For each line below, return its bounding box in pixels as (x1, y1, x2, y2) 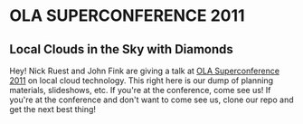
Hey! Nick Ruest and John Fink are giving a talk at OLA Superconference (9, 65, 280, 76)
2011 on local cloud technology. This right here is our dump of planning (9, 75, 274, 86)
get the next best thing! (9, 104, 97, 114)
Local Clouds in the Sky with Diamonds (9, 42, 233, 57)
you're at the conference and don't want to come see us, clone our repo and (9, 94, 294, 105)
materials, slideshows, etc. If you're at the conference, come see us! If (9, 85, 271, 95)
